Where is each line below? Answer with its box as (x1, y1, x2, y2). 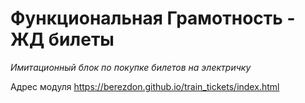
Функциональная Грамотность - (10, 7, 296, 30)
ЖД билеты (10, 28, 115, 51)
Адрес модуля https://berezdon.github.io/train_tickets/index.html (10, 80, 280, 92)
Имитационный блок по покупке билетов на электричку (10, 61, 252, 73)
